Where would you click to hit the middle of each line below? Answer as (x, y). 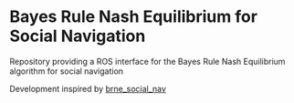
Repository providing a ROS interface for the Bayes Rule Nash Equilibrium (147, 61)
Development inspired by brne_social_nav (88, 88)
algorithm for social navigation (67, 71)
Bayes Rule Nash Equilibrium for (134, 17)
